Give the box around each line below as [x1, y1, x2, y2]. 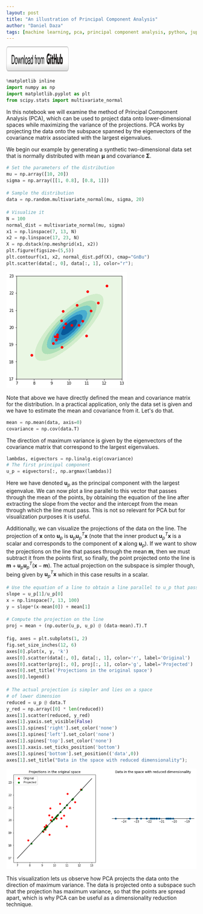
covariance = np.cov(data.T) [6, 426, 80, 432]
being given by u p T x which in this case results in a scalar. [6, 569, 149, 580]
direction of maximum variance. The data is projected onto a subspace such [6, 881, 196, 889]
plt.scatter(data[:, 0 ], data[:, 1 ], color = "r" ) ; [6, 260, 134, 267]
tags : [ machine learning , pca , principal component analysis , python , [6, 29, 188, 35]
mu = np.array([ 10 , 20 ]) [6, 171, 69, 177]
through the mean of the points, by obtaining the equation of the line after [6, 494, 189, 501]
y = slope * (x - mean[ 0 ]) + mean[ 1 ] [6, 603, 91, 610]
